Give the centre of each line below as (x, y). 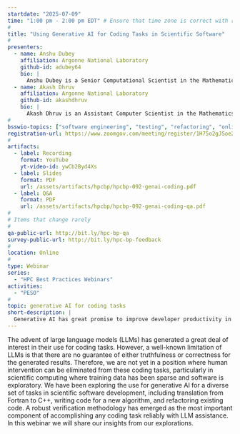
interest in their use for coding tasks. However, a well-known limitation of (115, 347)
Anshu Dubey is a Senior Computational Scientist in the (113, 80)
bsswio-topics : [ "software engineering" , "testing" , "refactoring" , (111, 127)
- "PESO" (27, 293)
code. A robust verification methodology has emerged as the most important (120, 408)
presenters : (25, 47)
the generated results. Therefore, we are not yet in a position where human (118, 362)
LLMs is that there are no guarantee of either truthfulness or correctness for (119, 355)
